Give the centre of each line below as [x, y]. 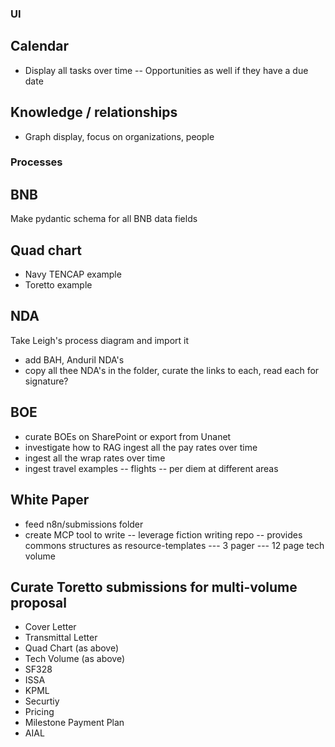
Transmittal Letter [61, 638]
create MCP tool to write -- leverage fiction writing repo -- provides [163, 534]
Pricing [39, 712]
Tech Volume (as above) [75, 659]
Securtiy [42, 701]
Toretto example [58, 285]
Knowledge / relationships [94, 112]
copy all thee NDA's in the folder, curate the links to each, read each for [172, 370]
